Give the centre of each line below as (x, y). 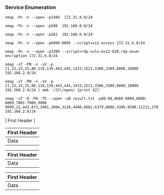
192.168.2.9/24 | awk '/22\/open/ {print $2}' (53, 90)
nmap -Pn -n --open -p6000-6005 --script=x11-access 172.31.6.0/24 (75, 43)
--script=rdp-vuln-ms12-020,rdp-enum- (101, 52)
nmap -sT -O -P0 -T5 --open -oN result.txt (50, 99)
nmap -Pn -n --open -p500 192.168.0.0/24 (49, 26)
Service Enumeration (31, 7)
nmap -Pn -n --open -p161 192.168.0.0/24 (49, 35)
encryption (16, 56)
